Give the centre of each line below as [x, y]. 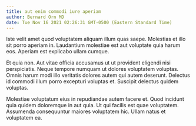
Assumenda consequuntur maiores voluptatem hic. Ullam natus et [86, 111]
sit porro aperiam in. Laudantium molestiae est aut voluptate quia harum [93, 45]
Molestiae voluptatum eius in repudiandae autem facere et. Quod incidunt [95, 99]
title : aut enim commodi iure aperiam [54, 11]
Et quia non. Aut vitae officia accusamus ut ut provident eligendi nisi [88, 63]
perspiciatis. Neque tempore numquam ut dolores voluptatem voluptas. [92, 69]
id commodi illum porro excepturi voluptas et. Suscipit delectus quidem [92, 81]
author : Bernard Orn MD [35, 17]
